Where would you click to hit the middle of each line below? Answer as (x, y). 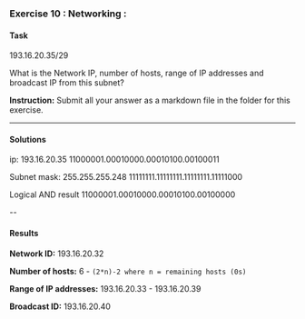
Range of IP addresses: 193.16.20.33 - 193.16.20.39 (105, 288)
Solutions (28, 139)
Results (24, 233)
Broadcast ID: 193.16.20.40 (60, 306)
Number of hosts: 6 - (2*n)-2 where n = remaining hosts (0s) (128, 271)
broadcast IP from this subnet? (67, 83)
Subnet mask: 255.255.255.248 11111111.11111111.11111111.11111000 (126, 177)
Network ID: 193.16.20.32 (57, 254)
